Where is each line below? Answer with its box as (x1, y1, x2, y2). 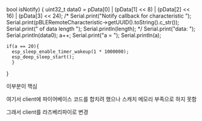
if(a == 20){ (6, 43, 40, 49)
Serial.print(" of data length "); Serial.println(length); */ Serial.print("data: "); (6, 25, 196, 32)
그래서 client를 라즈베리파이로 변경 (6, 108, 89, 116)
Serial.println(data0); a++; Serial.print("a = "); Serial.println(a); (6, 32, 161, 39)
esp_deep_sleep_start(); (12, 54, 75, 60)
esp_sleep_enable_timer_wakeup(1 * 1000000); (12, 49, 130, 55)
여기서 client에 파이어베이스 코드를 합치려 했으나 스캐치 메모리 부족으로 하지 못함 (6, 95, 197, 103)
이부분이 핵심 (6, 83, 38, 89)
